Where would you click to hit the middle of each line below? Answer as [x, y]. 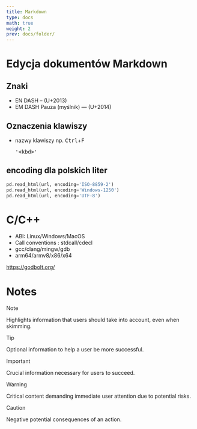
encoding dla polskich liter [57, 171]
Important [18, 361]
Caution [16, 408]
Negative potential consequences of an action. [64, 419]
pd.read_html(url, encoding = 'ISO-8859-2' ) [60, 184]
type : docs [20, 17]
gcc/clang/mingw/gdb [42, 249]
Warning [17, 384]
